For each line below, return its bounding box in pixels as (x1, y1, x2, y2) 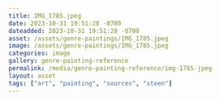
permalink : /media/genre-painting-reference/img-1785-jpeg (8, 65, 213, 73)
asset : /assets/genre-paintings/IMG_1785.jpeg (8, 34, 169, 43)
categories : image (8, 49, 71, 57)
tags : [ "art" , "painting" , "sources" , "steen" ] (8, 79, 173, 87)
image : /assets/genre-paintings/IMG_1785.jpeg (8, 42, 169, 50)
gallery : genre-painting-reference (8, 57, 129, 65)
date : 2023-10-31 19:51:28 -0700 (8, 19, 122, 27)
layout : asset (8, 72, 57, 80)
